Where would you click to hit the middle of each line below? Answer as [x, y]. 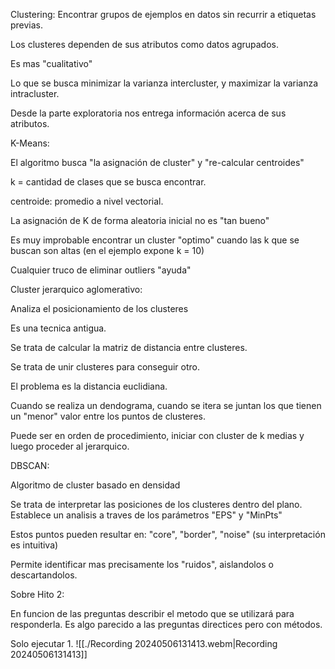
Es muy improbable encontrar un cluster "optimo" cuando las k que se [155, 240]
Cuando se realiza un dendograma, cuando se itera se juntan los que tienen [166, 405]
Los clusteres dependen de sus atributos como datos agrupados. [144, 44]
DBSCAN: [30, 465]
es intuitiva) [34, 545]
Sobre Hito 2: [37, 594]
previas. [27, 25]
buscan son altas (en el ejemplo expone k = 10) [107, 250]
